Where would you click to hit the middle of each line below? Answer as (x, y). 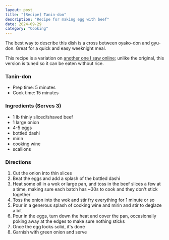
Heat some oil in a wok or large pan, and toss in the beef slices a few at (87, 184)
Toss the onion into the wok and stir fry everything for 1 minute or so (83, 200)
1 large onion (26, 122)
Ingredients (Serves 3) (33, 106)
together (21, 195)
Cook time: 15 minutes (36, 93)
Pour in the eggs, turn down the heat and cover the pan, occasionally (84, 216)
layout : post (19, 10)
